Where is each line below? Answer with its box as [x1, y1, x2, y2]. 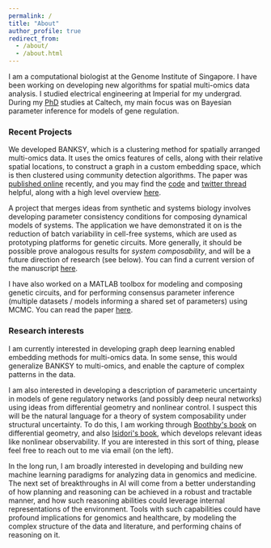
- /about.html [15, 49, 63, 57]
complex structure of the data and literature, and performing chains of [8, 521, 242, 531]
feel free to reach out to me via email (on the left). [8, 445, 174, 455]
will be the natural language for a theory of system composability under [8, 410, 247, 421]
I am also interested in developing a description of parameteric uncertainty [8, 385, 257, 395]
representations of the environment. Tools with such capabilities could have [8, 503, 261, 514]
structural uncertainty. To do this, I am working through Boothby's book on [8, 419, 257, 429]
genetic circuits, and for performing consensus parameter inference [8, 288, 235, 298]
